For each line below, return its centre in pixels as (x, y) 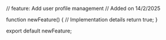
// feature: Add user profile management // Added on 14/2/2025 (83, 8)
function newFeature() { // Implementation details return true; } (82, 19)
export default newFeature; (39, 31)
